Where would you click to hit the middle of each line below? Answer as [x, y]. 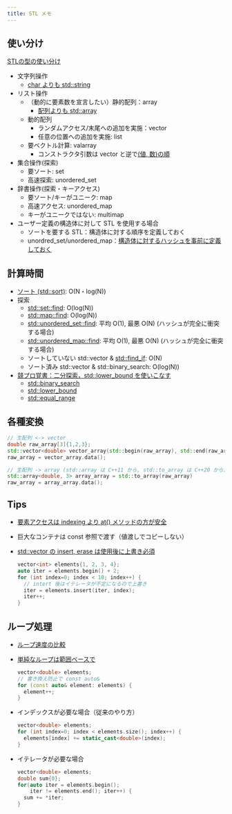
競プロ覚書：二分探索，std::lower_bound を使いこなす [94, 376]
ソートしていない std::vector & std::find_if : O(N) [95, 358]
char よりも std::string [59, 85]
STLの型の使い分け [34, 61]
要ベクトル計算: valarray [62, 146]
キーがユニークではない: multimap [76, 215]
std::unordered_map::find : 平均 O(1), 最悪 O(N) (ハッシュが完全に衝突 [125, 341]
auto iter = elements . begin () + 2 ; [68, 571]
